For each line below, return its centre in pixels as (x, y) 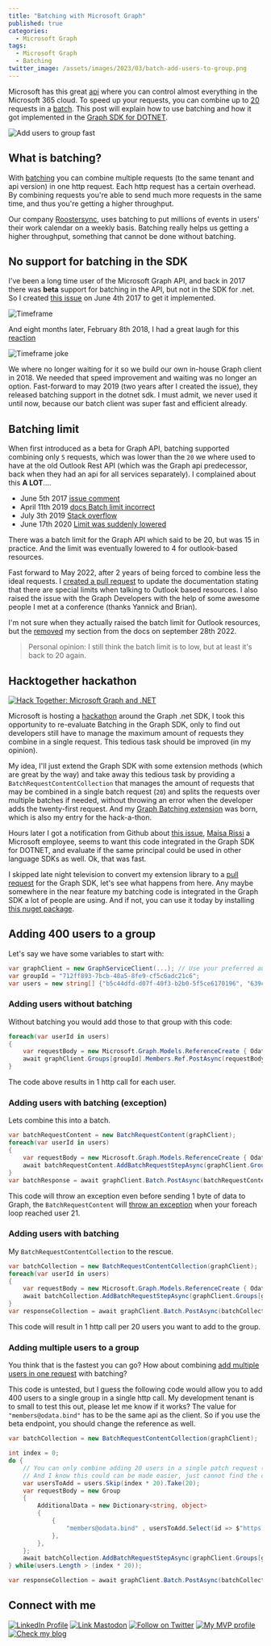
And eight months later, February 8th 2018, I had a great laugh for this (124, 330)
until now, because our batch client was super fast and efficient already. (128, 404)
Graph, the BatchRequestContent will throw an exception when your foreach (133, 1204)
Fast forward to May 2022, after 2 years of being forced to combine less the (134, 573)
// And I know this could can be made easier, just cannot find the (140, 1476)
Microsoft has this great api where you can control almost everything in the (133, 91)
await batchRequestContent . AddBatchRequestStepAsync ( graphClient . (137, 1165)
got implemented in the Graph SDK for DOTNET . (88, 117)
